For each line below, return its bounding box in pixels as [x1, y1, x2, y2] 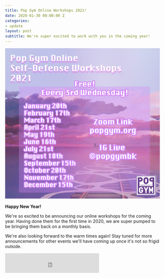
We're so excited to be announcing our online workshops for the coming [5, 213, 151, 219]
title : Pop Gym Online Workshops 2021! [5, 8, 87, 13]
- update [5, 24, 23, 28]
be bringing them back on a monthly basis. [5, 223, 92, 229]
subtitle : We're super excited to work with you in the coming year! [5, 34, 151, 39]
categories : [5, 18, 29, 23]
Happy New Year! [5, 204, 42, 209]
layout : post [5, 28, 32, 34]
